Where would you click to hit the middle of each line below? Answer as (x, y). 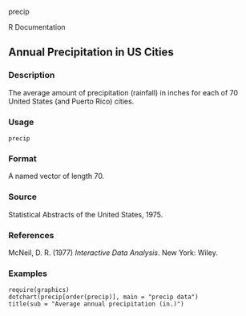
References (31, 235)
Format (23, 158)
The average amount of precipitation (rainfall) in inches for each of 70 (123, 92)
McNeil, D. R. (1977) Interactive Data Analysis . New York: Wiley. (113, 253)
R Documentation (37, 27)
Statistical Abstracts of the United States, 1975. (86, 214)
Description (32, 75)
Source (23, 197)
